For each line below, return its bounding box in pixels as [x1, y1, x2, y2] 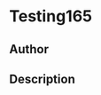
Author [9, 42, 49, 57]
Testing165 [9, 6, 93, 27]
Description [9, 71, 75, 86]
